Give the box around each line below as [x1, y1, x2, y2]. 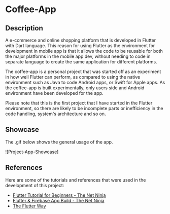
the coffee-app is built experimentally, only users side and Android [5, 85, 145, 91]
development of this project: [5, 182, 64, 188]
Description [5, 24, 43, 32]
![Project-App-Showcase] [5, 149, 59, 155]
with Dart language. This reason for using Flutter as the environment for [5, 43, 155, 49]
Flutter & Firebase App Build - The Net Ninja [12, 197, 105, 203]
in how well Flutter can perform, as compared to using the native [5, 74, 141, 80]
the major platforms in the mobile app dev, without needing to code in [5, 53, 151, 59]
